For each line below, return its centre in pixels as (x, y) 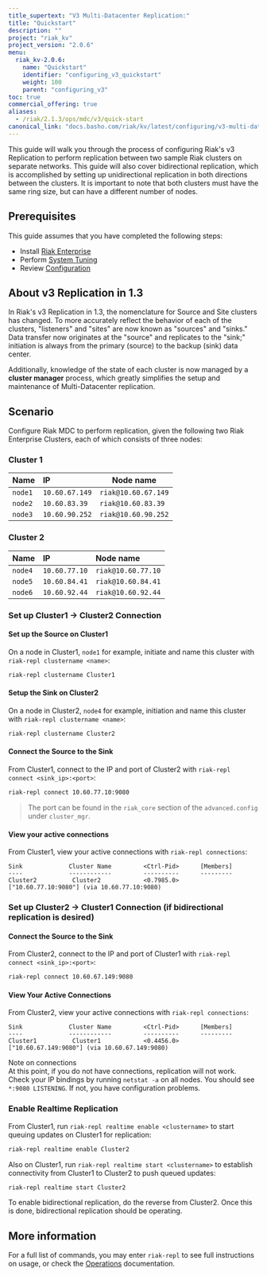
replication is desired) (51, 917)
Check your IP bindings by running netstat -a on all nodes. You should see (132, 1080)
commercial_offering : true (53, 104)
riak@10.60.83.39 (132, 504)
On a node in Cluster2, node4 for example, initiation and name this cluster (127, 710)
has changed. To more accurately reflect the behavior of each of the (120, 321)
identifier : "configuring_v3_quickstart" (92, 75)
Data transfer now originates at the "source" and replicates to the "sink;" (127, 337)
